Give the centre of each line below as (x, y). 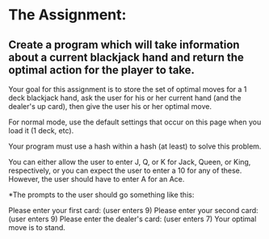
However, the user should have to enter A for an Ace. (97, 179)
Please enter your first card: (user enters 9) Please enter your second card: (133, 210)
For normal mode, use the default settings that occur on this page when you (135, 122)
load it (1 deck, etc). (41, 130)
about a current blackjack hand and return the (126, 57)
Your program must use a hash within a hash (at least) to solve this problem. (135, 146)
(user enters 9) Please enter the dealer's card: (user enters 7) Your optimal (132, 219)
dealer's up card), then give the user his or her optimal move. (110, 106)
